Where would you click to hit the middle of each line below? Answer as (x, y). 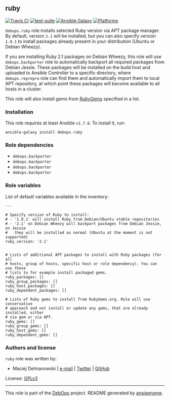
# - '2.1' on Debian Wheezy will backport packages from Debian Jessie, (83, 224)
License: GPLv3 (22, 378)
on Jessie (16, 228)
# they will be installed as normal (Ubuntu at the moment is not (79, 233)
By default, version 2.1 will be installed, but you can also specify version (80, 36)
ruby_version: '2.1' (27, 241)
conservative (19, 304)
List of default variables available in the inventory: (57, 196)
